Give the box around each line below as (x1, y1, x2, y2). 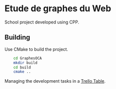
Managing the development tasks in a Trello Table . (4, 78, 106, 84)
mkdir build (13, 60, 38, 65)
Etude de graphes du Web (4, 3, 112, 14)
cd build (13, 65, 31, 70)
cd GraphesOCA (13, 56, 42, 61)
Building (4, 33, 30, 42)
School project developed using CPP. (4, 19, 79, 25)
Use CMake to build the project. (4, 46, 69, 52)
